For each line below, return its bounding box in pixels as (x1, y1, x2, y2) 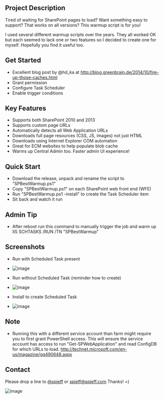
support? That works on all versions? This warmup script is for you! (5, 22, 141, 28)
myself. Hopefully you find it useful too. (5, 42, 85, 48)
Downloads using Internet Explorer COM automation (12, 138, 117, 144)
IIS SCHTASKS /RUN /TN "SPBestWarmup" (12, 229, 99, 235)
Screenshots (5, 243, 45, 251)
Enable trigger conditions (12, 90, 63, 96)
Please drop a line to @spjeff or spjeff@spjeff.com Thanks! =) (5, 378, 130, 384)
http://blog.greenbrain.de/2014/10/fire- (80, 69, 159, 75)
